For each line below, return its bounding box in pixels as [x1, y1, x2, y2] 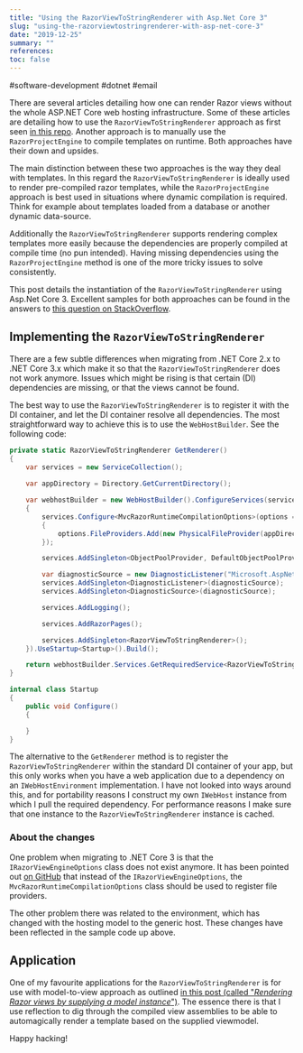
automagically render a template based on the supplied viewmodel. [9, 1015, 260, 1026]
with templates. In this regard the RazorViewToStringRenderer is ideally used [9, 172, 290, 183]
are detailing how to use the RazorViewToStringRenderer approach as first [9, 116, 281, 127]
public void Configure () [25, 701, 119, 711]
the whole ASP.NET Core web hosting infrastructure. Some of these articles [9, 107, 290, 117]
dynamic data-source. [9, 211, 92, 221]
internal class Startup [9, 685, 99, 695]
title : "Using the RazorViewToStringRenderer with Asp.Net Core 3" [9, 13, 269, 23]
